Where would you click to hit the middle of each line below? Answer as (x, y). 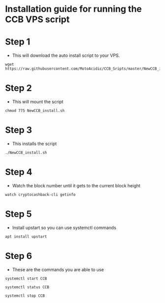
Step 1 (18, 42)
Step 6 (19, 256)
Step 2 (18, 88)
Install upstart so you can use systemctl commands (64, 227)
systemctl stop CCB (25, 296)
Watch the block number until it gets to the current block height (76, 185)
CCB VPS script (37, 19)
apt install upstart (26, 236)
